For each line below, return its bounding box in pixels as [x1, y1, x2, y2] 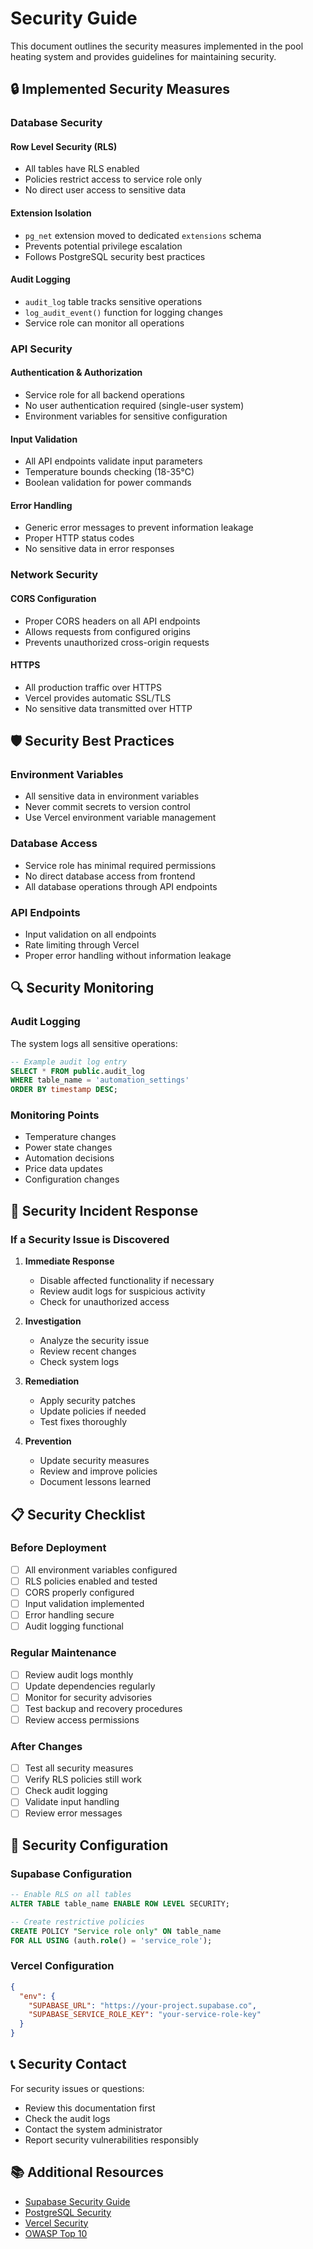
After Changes [10, 1739, 83, 1753]
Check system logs [39, 1356, 120, 1368]
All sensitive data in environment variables [24, 790, 200, 802]
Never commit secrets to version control [24, 801, 191, 813]
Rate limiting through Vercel [24, 939, 140, 951]
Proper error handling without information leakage [24, 950, 232, 961]
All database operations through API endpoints [24, 880, 218, 892]
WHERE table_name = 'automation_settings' [10, 1075, 190, 1086]
